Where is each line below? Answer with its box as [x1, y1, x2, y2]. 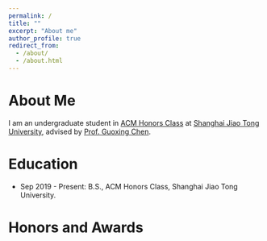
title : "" [8, 19, 42, 27]
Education [8, 155, 78, 173]
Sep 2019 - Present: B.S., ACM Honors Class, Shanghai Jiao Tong [19, 181, 238, 191]
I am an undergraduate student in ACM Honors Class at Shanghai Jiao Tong [8, 118, 260, 127]
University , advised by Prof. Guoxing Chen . [8, 127, 152, 136]
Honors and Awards [8, 218, 144, 236]
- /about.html [15, 57, 63, 65]
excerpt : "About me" [8, 27, 78, 35]
